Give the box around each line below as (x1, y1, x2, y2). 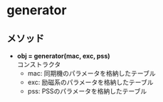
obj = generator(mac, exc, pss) (16, 52, 111, 60)
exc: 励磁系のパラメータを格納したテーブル (27, 78, 154, 86)
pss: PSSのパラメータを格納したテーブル (27, 87, 147, 95)
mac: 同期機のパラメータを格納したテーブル (27, 69, 156, 77)
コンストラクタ (16, 60, 61, 68)
